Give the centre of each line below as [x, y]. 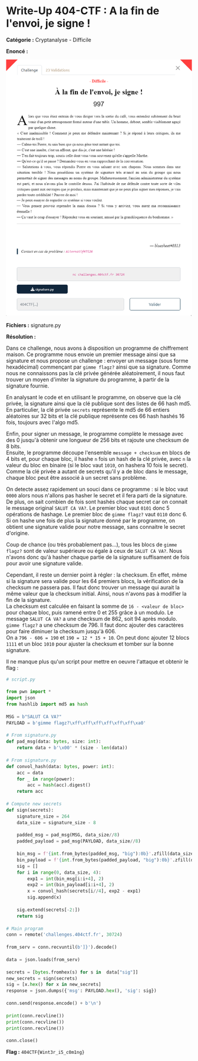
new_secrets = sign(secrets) [42, 978]
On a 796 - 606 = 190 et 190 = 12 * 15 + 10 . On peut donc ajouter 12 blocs [98, 637]
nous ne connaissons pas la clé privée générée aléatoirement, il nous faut [95, 373]
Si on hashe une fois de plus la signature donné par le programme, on [91, 520]
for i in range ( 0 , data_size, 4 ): [59, 873]
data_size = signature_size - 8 [56, 822]
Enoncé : [17, 51]
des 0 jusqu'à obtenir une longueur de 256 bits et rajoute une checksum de [98, 440]
